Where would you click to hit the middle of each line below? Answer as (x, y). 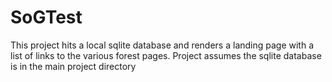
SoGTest (46, 17)
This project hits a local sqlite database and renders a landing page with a (162, 45)
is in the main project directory (73, 66)
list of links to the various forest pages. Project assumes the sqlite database (166, 55)
